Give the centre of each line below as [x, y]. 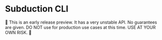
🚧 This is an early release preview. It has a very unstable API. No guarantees [81, 22]
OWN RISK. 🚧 [18, 32]
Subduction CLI [37, 9]
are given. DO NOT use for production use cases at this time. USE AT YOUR [81, 27]
